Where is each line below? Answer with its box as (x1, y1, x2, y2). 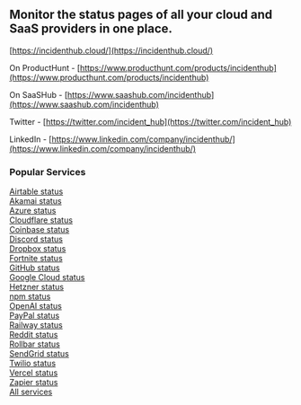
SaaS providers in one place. (9, 22, 173, 37)
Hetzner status (9, 282, 65, 293)
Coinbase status (9, 225, 70, 235)
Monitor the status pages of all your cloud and (9, 7, 272, 22)
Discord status (9, 233, 63, 245)
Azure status (9, 206, 57, 216)
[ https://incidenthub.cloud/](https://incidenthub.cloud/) (9, 45, 214, 56)
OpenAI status (9, 301, 63, 312)
